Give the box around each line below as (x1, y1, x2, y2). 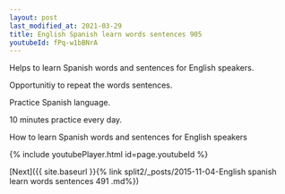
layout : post (9, 13, 58, 22)
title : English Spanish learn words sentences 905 (9, 30, 203, 38)
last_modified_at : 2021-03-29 (9, 21, 123, 30)
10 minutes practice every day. (9, 114, 123, 125)
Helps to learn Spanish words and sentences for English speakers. (9, 63, 255, 73)
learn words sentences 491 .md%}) (9, 176, 140, 187)
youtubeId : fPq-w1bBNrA (9, 38, 99, 47)
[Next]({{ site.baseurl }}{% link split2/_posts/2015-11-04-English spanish (9, 166, 277, 177)
